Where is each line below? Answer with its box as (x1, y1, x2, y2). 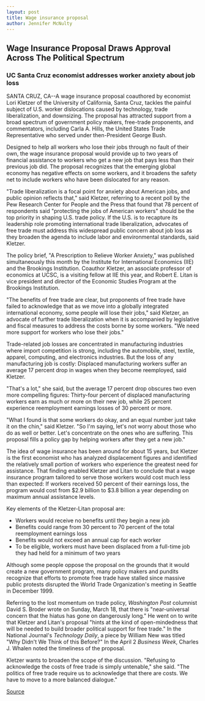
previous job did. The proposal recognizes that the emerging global (6, 163, 176, 170)
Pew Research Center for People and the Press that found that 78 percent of (6, 201, 199, 208)
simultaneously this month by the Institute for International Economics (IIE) (6, 258, 194, 266)
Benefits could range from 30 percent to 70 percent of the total (15, 523, 174, 531)
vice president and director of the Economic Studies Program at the (6, 278, 176, 285)
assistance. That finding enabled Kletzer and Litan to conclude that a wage (6, 467, 195, 474)
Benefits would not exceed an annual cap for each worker (15, 536, 161, 544)
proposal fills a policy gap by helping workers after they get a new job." (6, 436, 185, 443)
